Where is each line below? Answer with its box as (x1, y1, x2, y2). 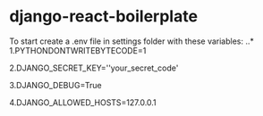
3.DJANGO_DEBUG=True (9, 79, 102, 90)
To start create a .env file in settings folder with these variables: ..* (9, 36, 255, 46)
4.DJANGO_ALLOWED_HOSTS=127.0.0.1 (9, 96, 157, 108)
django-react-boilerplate (9, 6, 199, 27)
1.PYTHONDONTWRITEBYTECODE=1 (9, 45, 147, 55)
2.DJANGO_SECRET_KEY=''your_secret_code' (9, 62, 179, 73)
